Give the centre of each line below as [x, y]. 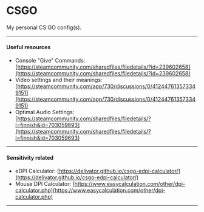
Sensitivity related [30, 157]
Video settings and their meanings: [59, 80]
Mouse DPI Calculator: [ [45, 184]
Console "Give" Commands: [50, 61]
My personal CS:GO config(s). [44, 27]
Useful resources [29, 47]
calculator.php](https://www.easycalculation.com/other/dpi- [90, 190]
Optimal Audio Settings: [45, 112]
